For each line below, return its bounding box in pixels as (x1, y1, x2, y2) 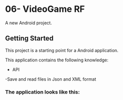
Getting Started (5, 34, 54, 43)
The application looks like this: (5, 88, 80, 95)
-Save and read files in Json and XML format (5, 76, 96, 82)
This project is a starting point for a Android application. (5, 47, 119, 53)
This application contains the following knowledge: (5, 57, 109, 63)
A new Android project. (5, 20, 52, 26)
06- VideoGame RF (5, 3, 85, 15)
